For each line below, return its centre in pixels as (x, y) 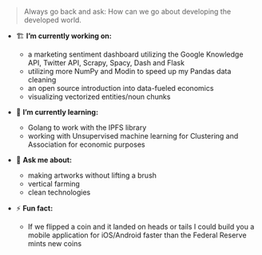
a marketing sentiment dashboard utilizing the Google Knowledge (135, 54)
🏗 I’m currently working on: (64, 36)
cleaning (42, 80)
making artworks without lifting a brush (92, 175)
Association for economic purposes (86, 144)
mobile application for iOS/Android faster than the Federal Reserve (137, 235)
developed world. (53, 20)
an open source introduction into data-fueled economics (121, 88)
